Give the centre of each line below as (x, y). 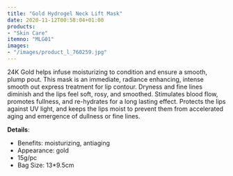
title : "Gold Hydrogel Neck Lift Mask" (65, 14)
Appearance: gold (43, 150)
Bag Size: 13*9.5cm (46, 165)
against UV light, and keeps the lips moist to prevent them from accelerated (115, 109)
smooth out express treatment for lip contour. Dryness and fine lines (105, 87)
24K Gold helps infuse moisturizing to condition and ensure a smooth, (107, 72)
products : (22, 26)
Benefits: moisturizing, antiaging (63, 143)
